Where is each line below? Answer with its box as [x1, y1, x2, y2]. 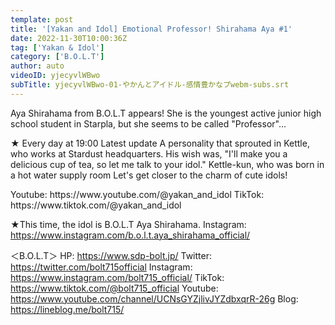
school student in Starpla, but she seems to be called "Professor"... [10, 117, 287, 130]
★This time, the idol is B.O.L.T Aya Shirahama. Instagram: [10, 218, 247, 230]
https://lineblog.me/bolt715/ [10, 303, 125, 315]
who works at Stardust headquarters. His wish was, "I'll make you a [10, 147, 288, 160]
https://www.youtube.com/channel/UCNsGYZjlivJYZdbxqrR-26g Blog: [10, 292, 299, 305]
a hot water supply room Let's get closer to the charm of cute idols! [10, 169, 288, 181]
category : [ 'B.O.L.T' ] [10, 52, 105, 62]
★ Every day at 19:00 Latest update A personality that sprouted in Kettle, [10, 137, 310, 149]
